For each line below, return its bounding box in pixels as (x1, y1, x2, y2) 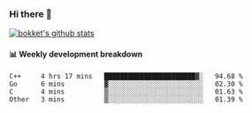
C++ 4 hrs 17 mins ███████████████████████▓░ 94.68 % (9, 72, 243, 80)
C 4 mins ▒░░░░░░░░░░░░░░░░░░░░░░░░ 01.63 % (9, 87, 243, 96)
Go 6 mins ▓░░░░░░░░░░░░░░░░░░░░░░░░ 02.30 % (9, 79, 243, 88)
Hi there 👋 (9, 8, 53, 20)
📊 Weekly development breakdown (9, 49, 143, 59)
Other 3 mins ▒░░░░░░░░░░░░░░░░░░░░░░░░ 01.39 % (9, 94, 243, 104)
